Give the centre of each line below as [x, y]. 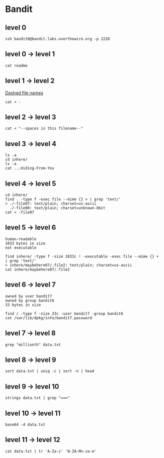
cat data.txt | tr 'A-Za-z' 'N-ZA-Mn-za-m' [51, 451]
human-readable [21, 239]
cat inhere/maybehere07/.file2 [38, 270]
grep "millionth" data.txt [33, 345]
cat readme [16, 66]
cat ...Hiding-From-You [30, 168]
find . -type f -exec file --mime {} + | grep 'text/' [63, 199]
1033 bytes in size [25, 243]
